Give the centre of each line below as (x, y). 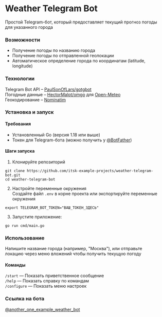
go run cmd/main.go (25, 226)
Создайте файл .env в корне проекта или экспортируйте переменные (85, 194)
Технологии (20, 79)
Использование (25, 238)
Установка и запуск (29, 112)
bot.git (13, 175)
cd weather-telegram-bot (30, 179)
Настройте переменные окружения (49, 188)
